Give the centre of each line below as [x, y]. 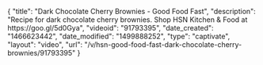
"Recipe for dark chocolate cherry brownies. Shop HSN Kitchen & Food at [128, 20]
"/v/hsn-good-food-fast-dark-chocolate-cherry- [163, 45]
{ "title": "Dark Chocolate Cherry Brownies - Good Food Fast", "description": [132, 11]
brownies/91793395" [42, 53]
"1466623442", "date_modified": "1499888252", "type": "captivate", [119, 36]
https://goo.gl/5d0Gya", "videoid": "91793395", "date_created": [111, 28]
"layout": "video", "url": [45, 45]
